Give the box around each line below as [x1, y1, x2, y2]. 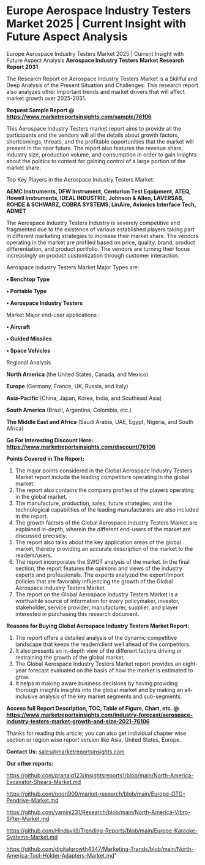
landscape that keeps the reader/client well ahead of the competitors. [15, 640, 191, 648]
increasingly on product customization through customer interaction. [6, 252, 179, 259]
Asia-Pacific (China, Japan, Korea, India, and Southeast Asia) [6, 394, 162, 402]
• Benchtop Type [6, 275, 50, 283]
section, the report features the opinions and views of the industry [15, 564, 182, 572]
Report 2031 [6, 63, 39, 71]
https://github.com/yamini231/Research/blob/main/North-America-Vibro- [6, 808, 191, 816]
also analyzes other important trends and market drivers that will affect [6, 88, 185, 95]
